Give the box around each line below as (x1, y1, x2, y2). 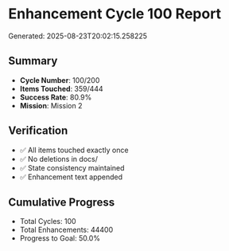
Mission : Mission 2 (19, 100, 83, 110)
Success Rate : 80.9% (19, 92, 92, 102)
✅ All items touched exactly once (19, 145, 129, 155)
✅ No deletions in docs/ (19, 154, 98, 163)
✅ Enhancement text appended (19, 172, 123, 182)
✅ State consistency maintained (19, 163, 125, 172)
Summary (8, 54, 58, 68)
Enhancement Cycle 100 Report (8, 5, 222, 23)
